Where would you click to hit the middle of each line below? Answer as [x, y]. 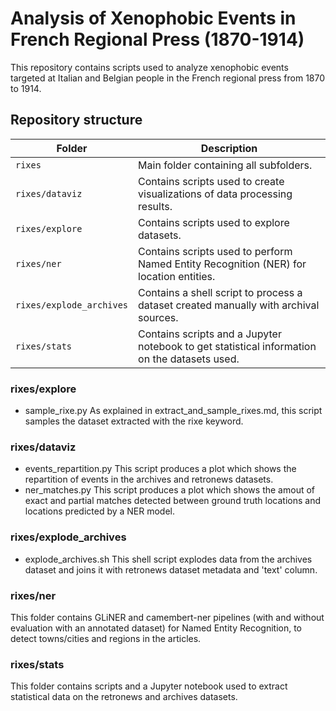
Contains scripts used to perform [215, 251]
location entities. [177, 276]
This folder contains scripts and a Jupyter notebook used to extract [149, 686]
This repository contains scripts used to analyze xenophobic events [149, 67]
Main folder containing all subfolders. [225, 165]
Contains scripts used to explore [214, 222]
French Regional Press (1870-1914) [157, 39]
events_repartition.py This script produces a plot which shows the [160, 469]
